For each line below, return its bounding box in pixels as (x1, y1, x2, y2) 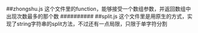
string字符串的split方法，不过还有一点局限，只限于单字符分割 (16, 20, 167, 27)
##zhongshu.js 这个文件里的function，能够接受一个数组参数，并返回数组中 (6, 5, 191, 12)
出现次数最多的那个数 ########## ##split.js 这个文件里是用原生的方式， (6, 13, 188, 20)
